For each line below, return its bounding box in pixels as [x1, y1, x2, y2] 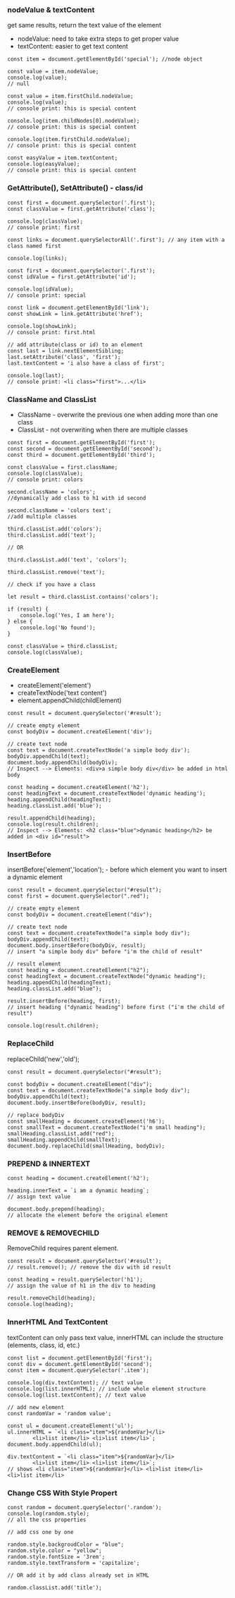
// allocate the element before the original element [7, 1212, 169, 1219]
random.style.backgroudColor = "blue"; [7, 1541, 125, 1548]
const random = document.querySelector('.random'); [7, 1504, 162, 1511]
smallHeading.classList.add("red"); [7, 1130, 115, 1137]
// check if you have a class [7, 580, 96, 588]
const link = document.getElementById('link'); [7, 304, 150, 311]
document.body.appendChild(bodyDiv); [7, 760, 118, 767]
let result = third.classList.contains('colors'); [7, 593, 159, 600]
